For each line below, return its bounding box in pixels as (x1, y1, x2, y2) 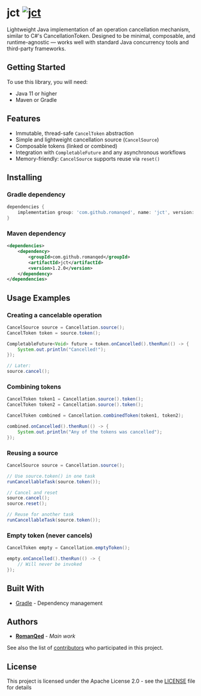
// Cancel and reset (7, 489, 59, 496)
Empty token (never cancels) (7, 531, 93, 540)
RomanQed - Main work (15, 632, 76, 640)
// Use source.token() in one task (7, 473, 96, 479)
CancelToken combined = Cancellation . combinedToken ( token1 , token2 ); (7, 412, 184, 419)
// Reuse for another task (7, 511, 74, 518)
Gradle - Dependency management (15, 599, 103, 607)
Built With (7, 583, 44, 593)
